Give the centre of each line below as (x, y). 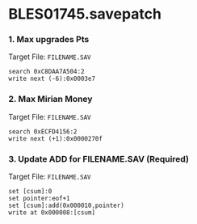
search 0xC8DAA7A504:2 (46, 72)
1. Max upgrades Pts (49, 40)
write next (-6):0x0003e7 (52, 79)
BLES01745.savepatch (85, 14)
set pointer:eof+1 (39, 199)
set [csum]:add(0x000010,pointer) (67, 206)
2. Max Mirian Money (50, 99)
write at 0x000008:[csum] (52, 213)
